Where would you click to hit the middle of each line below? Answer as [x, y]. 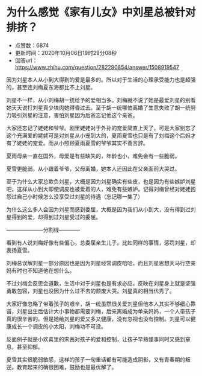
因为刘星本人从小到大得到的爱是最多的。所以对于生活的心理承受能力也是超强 [101, 80]
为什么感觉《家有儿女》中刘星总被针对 [101, 12]
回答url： [26, 60]
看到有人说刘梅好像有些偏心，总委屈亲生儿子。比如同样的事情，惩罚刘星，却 [101, 243]
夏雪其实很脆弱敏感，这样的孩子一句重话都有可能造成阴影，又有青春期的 [96, 359]
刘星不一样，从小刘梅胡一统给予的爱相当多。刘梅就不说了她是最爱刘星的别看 [101, 100]
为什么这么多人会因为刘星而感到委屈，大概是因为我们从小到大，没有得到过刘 [101, 209]
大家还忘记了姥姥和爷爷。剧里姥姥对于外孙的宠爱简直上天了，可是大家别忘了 [101, 128]
